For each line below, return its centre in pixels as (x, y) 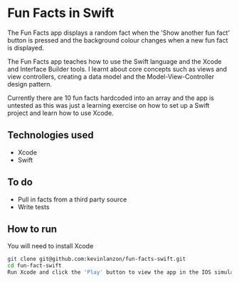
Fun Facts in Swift (61, 13)
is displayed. (26, 48)
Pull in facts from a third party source (72, 199)
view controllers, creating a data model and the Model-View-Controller (111, 77)
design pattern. (30, 84)
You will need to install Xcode (51, 246)
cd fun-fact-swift (34, 266)
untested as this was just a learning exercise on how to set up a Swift (108, 105)
